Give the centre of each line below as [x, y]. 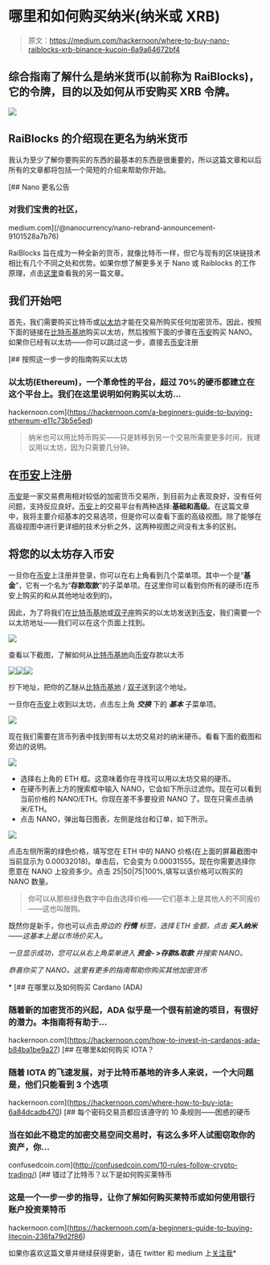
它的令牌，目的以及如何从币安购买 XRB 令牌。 [122, 92]
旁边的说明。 [29, 746]
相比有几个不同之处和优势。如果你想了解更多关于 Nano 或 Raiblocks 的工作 [132, 263]
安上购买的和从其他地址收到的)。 [63, 595]
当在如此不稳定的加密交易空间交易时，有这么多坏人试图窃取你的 [132, 1135]
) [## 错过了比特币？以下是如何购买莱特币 [103, 1175]
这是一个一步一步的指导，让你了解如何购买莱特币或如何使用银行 [132, 1197]
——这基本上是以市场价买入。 [58, 935]
